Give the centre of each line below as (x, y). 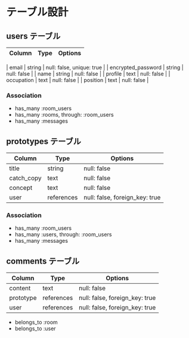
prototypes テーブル (44, 141)
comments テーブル (43, 261)
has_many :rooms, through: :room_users (64, 115)
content (20, 288)
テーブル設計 (37, 12)
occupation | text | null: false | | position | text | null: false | (78, 80)
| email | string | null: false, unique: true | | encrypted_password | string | (95, 67)
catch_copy (25, 178)
